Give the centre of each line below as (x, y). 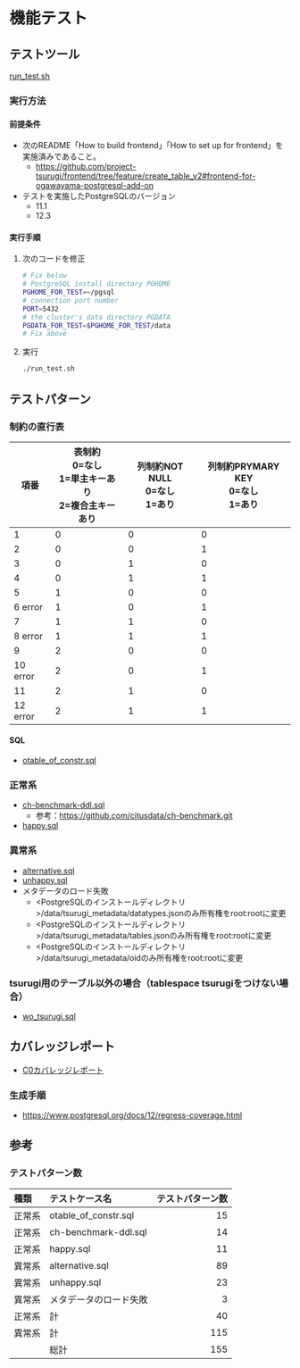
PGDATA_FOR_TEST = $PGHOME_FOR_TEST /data (96, 325)
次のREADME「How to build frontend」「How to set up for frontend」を (153, 146)
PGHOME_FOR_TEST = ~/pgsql (68, 292)
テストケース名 (81, 1198)
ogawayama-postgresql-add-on (95, 186)
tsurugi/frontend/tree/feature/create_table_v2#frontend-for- (146, 176)
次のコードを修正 (54, 259)
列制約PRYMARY (244, 466)
